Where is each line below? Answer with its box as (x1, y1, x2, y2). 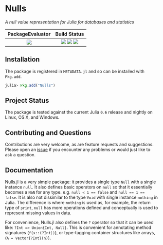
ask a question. (5, 152, 36, 158)
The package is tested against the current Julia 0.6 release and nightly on (5, 109, 153, 115)
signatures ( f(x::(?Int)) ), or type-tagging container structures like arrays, (5, 230, 156, 236)
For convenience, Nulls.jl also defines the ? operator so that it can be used (5, 220, 154, 226)
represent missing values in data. (5, 210, 72, 216)
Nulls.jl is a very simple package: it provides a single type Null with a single (5, 179, 156, 185)
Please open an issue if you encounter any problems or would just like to (5, 147, 151, 152)
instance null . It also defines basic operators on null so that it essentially (5, 184, 153, 190)
